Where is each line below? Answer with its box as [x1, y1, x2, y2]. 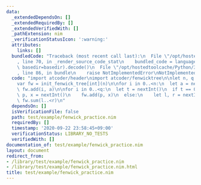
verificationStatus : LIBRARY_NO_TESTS [11, 131, 109, 137]
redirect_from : [6, 153, 44, 159]
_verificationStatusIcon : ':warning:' [11, 36, 109, 42]
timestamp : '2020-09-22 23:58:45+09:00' [11, 125, 114, 131]
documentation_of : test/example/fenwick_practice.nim [6, 141, 144, 148]
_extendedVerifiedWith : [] [11, 25, 79, 32]
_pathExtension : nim [11, 31, 63, 37]
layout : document [6, 147, 50, 153]
